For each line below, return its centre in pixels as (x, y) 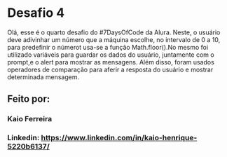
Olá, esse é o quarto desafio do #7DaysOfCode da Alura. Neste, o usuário (114, 32)
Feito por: (29, 99)
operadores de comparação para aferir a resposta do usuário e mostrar (110, 69)
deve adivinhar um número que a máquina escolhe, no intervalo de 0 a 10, (114, 39)
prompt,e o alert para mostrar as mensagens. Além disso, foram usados (111, 62)
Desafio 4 (36, 13)
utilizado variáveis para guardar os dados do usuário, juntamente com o (111, 55)
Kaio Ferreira (30, 119)
